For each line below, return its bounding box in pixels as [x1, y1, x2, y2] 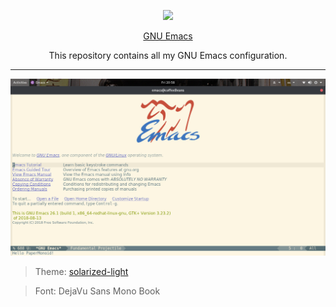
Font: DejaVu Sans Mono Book [34, 285, 161, 297]
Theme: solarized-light [34, 266, 129, 277]
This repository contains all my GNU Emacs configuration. [48, 50, 288, 61]
